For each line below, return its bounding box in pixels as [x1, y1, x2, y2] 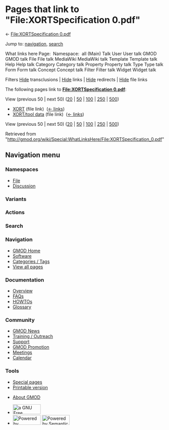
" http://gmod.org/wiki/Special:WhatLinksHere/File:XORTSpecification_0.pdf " [5, 136, 164, 142]
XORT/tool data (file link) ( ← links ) [12, 111, 84, 117]
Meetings [12, 350, 32, 356]
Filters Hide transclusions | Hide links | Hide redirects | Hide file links [5, 76, 148, 82]
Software [12, 253, 32, 259]
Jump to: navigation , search [5, 40, 63, 46]
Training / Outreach [12, 333, 53, 340]
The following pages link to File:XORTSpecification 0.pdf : [5, 86, 127, 92]
